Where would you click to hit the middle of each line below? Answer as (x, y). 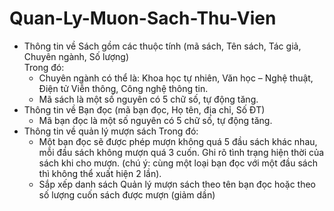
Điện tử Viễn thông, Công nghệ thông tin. (123, 88)
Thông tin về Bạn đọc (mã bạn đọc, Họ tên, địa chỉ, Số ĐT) (144, 109)
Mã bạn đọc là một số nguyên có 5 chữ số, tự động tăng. (155, 120)
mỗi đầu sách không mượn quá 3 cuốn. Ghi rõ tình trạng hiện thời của (181, 152)
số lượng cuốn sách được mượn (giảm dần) (127, 194)
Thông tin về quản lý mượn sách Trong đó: (111, 131)
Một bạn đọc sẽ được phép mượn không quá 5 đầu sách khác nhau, (178, 141)
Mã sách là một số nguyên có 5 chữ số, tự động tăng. (148, 99)
